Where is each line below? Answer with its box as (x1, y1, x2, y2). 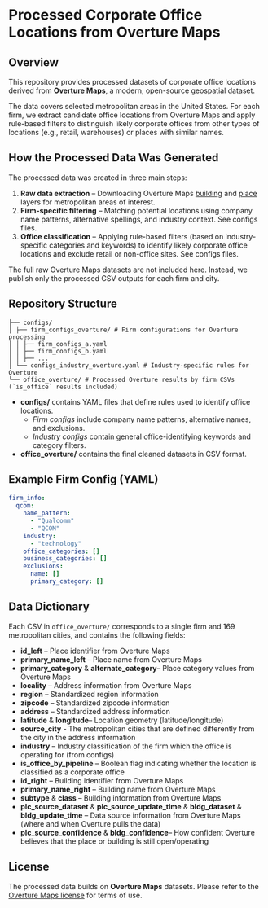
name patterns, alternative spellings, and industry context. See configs (20, 214, 258, 224)
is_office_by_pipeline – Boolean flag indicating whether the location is (20, 758, 257, 768)
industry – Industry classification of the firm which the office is (20, 741, 232, 751)
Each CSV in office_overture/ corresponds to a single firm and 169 (8, 621, 235, 631)
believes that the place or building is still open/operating (20, 836, 209, 846)
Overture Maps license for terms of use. (8, 890, 143, 900)
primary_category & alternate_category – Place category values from (20, 663, 255, 673)
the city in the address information (20, 732, 136, 742)
